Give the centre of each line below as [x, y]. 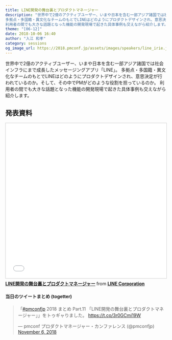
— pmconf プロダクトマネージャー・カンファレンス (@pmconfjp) [86, 326]
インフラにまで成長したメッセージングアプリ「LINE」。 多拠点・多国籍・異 [83, 70]
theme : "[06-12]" [24, 29]
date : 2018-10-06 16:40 [31, 34]
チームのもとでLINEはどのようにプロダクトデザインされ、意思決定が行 [88, 76]
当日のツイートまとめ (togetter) [39, 296]
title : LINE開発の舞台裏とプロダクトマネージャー [52, 10]
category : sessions [26, 44]
